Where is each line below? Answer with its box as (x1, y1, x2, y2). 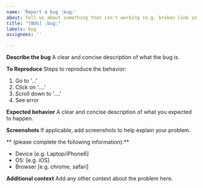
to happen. (6, 115, 33, 122)
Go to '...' (15, 77, 38, 85)
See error (15, 97, 40, 104)
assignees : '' (6, 32, 43, 38)
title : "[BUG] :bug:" (6, 20, 61, 26)
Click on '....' (15, 83, 46, 91)
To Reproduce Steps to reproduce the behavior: (6, 65, 126, 73)
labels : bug (6, 26, 36, 32)
